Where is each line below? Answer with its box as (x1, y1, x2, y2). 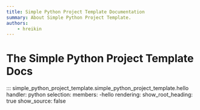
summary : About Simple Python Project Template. (6, 15, 132, 21)
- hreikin (17, 25, 42, 32)
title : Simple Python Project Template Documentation (6, 8, 145, 15)
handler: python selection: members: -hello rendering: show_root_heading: (6, 91, 193, 99)
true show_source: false (6, 97, 66, 105)
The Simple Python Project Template (6, 52, 194, 65)
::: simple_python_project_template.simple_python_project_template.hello (6, 85, 189, 92)
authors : (6, 20, 28, 26)
